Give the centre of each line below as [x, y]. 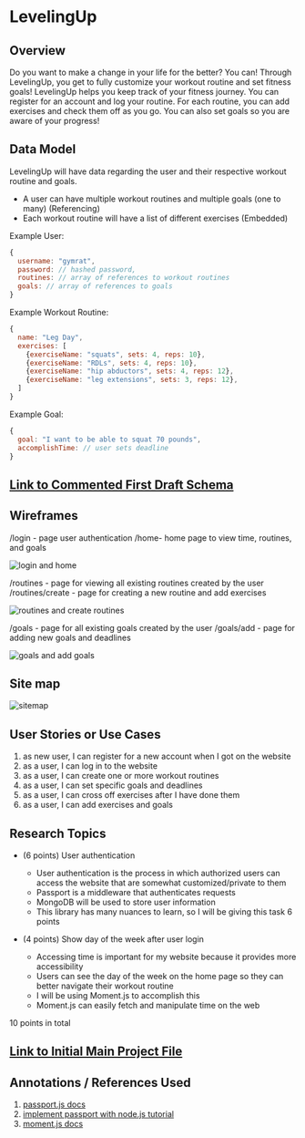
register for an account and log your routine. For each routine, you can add [149, 101]
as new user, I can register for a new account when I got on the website [157, 756]
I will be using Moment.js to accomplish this [118, 996]
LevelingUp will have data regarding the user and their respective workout [148, 171]
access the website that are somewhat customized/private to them [161, 883]
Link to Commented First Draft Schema [122, 485]
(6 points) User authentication [79, 855]
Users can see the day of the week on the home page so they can [160, 977]
